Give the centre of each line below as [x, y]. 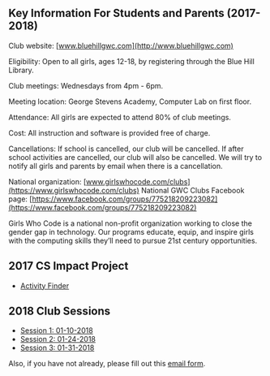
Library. [21, 70]
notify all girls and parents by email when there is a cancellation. [116, 166]
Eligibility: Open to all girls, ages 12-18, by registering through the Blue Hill [132, 61]
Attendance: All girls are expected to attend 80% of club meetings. [120, 117]
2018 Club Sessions [60, 311]
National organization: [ [47, 181]
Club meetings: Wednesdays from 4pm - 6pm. [86, 85]
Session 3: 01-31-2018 [57, 348]
